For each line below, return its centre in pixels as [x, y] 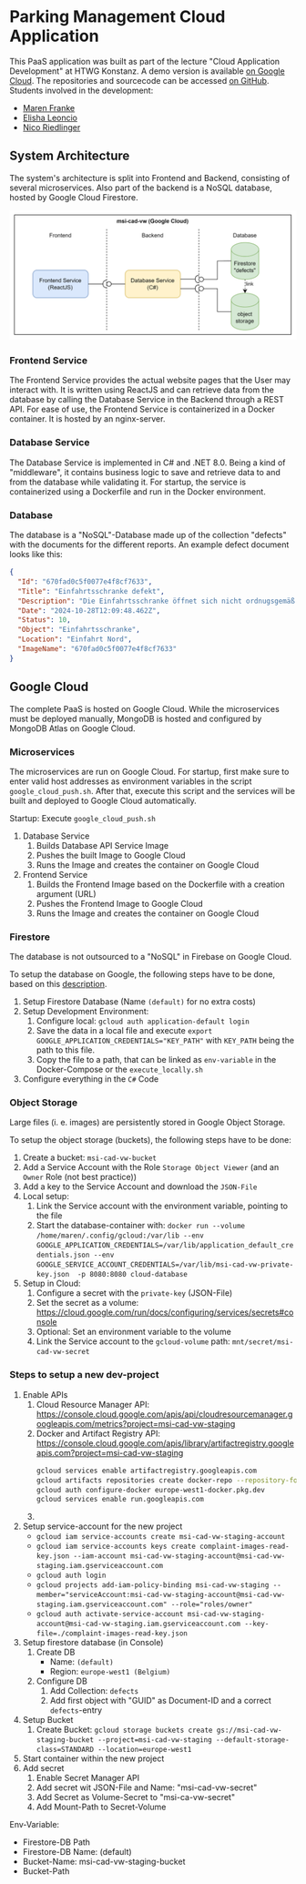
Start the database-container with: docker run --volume [141, 1226]
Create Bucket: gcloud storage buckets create [124, 1730]
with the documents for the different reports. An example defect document [149, 545]
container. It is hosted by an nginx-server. [87, 419]
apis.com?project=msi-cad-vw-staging [110, 1452]
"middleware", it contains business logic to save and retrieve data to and [145, 472]
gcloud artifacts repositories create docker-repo [134, 1480]
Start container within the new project [93, 1758]
